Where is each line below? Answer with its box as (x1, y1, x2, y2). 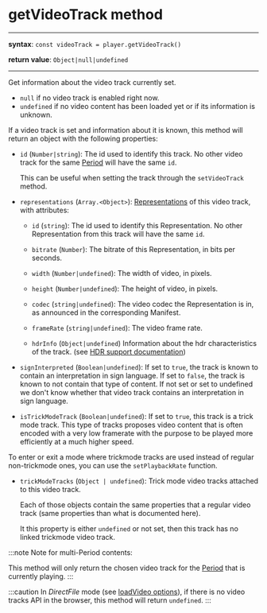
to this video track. (19, 484, 81, 494)
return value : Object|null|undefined (8, 54, 129, 64)
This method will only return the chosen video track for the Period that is (8, 563, 246, 572)
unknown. (19, 110, 53, 119)
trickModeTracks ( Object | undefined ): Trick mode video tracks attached (19, 475, 259, 486)
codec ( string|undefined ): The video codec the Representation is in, (31, 299, 254, 308)
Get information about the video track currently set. (8, 77, 176, 87)
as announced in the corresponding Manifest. (31, 308, 181, 317)
